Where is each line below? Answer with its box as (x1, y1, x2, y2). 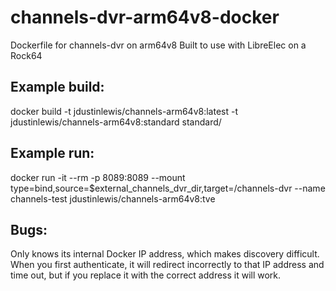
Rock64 (10, 49, 43, 61)
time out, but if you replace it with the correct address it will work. (10, 269, 282, 281)
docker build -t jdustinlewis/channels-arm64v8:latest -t (10, 105, 239, 117)
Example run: (10, 145, 95, 162)
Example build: (10, 79, 105, 96)
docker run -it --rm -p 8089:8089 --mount (10, 171, 186, 183)
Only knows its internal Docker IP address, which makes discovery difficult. (10, 248, 320, 260)
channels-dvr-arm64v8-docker (10, 6, 280, 29)
